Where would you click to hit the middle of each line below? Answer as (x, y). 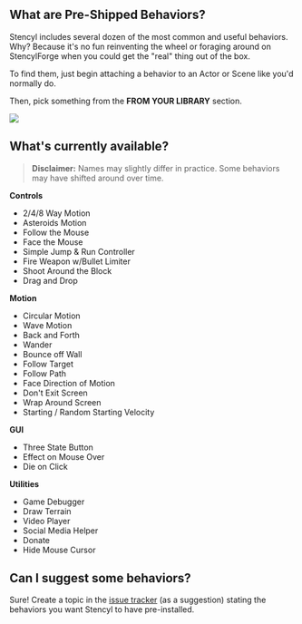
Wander (37, 345)
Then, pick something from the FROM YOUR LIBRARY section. (126, 101)
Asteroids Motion (54, 222)
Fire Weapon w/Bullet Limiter (77, 261)
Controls (26, 195)
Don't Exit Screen (55, 393)
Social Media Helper (60, 531)
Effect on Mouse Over (63, 456)
